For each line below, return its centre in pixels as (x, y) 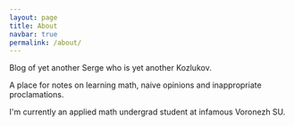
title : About (34, 26)
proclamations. (37, 95)
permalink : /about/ (46, 42)
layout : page (34, 17)
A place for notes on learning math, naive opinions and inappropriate (135, 85)
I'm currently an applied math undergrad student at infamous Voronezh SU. (147, 112)
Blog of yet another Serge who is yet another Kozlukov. (110, 68)
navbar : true (34, 34)
